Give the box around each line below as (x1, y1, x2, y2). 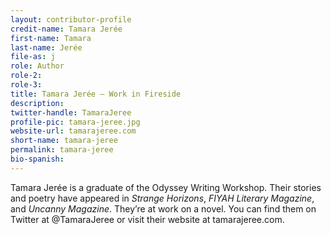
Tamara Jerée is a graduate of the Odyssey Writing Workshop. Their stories (10, 181, 322, 193)
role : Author (10, 61, 65, 71)
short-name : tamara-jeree (10, 136, 118, 146)
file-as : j (10, 52, 56, 62)
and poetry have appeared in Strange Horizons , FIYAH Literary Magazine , (10, 192, 315, 204)
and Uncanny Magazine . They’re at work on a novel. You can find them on (10, 202, 317, 215)
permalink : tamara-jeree (10, 145, 114, 155)
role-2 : (10, 71, 43, 81)
